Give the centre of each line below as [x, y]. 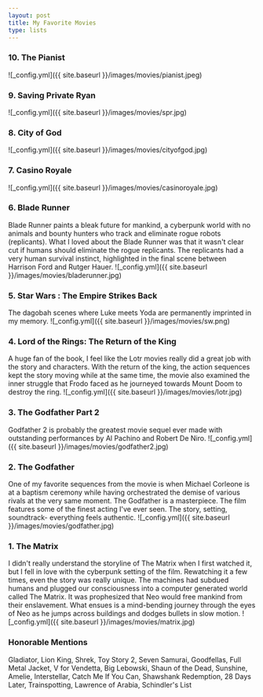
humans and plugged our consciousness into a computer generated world [128, 588]
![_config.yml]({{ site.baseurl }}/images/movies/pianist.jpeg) [105, 75]
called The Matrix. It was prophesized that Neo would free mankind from [126, 597]
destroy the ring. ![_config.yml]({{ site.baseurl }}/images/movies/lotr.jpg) [125, 392]
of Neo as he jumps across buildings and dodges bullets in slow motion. [124, 614]
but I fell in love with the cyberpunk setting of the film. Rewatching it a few [128, 572]
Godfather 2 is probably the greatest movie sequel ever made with [115, 429]
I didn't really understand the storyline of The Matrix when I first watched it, [130, 563]
